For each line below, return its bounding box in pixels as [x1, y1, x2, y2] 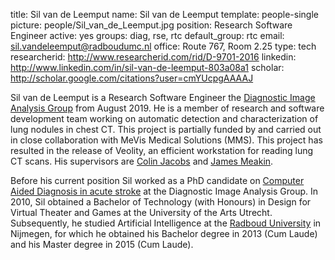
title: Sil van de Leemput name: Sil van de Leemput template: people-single [10, 9, 319, 20]
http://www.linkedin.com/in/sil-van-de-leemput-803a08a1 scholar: [10, 62, 285, 73]
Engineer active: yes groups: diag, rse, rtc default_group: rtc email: [10, 30, 285, 41]
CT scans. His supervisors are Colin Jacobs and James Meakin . [10, 155, 274, 167]
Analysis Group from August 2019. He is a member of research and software [10, 102, 325, 114]
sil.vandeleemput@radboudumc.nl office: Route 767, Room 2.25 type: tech [10, 40, 317, 52]
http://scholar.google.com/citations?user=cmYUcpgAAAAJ [10, 72, 254, 84]
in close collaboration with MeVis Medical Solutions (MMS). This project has [10, 134, 323, 146]
